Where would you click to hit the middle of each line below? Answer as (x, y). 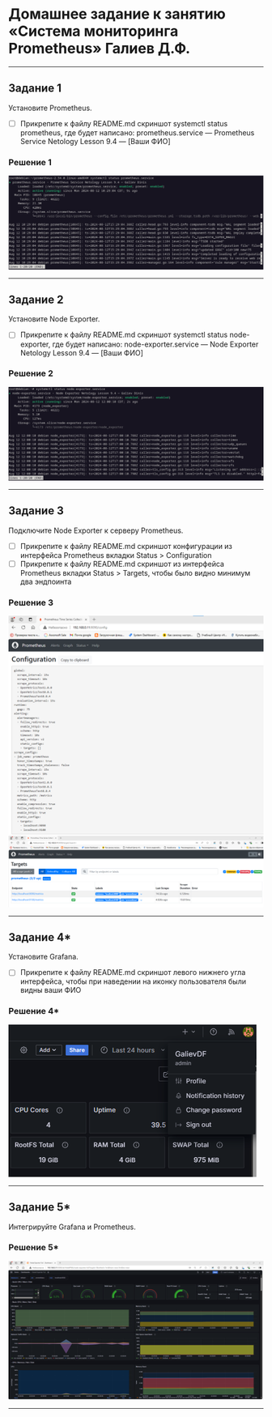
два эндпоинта (46, 581)
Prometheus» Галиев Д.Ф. (100, 49)
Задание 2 (36, 300)
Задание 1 (35, 89)
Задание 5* (40, 1207)
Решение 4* (34, 1011)
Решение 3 (31, 602)
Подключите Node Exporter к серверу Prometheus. (96, 530)
